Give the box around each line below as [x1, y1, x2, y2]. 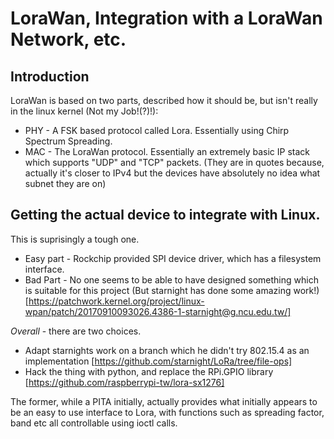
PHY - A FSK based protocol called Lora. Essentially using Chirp [24, 125, 290, 136]
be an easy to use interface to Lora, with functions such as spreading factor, [10, 406, 325, 418]
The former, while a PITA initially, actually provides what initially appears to [10, 395, 318, 407]
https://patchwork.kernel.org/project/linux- [28, 295, 205, 307]
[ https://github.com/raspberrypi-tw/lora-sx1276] [24, 376, 225, 388]
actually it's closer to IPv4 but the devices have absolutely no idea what [24, 167, 321, 179]
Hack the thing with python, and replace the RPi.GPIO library [24, 365, 274, 377]
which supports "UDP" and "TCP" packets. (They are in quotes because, [24, 157, 325, 168]
